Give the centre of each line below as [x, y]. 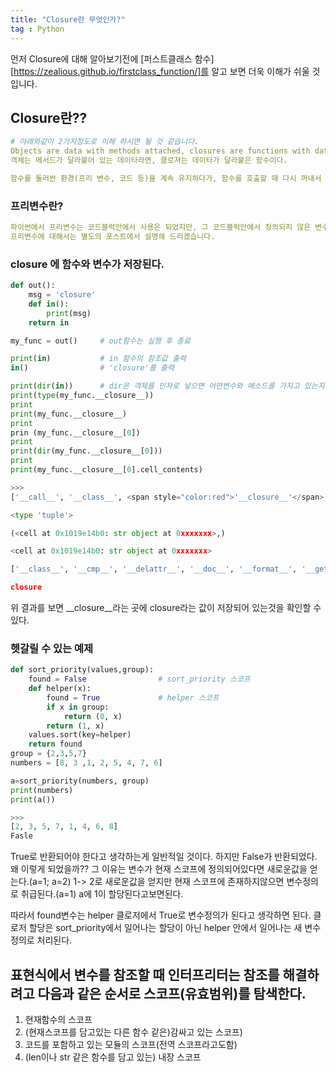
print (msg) [69, 313]
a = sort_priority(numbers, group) [80, 781]
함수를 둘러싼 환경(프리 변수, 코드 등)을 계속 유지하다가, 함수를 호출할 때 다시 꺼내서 [166, 178]
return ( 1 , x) [75, 726]
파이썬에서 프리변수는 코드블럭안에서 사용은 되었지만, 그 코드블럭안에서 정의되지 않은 [161, 227]
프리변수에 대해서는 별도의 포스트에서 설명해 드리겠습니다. [113, 236]
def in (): [49, 304]
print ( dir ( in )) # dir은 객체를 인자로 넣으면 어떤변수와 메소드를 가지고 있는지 [167, 386]
